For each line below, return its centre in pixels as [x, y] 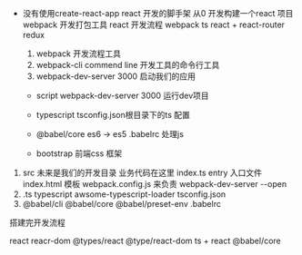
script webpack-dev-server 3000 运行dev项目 [122, 95]
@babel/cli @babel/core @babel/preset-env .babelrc [121, 204]
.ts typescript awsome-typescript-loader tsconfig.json [124, 194]
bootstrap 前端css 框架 [79, 153]
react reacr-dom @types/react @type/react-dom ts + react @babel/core [146, 240]
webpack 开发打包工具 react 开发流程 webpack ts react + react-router [153, 25]
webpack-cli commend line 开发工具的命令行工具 [128, 65]
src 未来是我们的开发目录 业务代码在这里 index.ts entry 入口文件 [142, 172]
